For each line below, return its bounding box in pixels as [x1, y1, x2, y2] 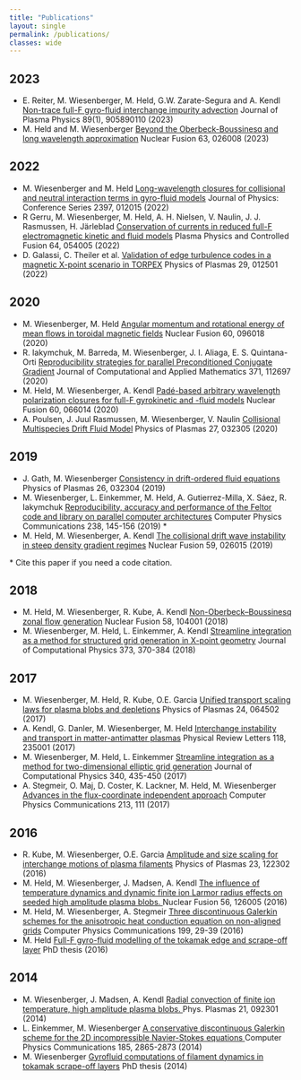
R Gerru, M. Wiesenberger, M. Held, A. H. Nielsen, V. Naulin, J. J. [21, 212, 262, 222]
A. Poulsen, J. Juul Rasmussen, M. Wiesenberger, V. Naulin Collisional [21, 413, 280, 424]
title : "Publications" [9, 13, 94, 22]
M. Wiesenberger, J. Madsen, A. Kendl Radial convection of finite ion [21, 994, 276, 1005]
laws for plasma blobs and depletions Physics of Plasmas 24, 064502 [21, 704, 279, 715]
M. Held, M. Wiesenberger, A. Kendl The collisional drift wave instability [21, 530, 287, 540]
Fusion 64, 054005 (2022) [21, 239, 121, 251]
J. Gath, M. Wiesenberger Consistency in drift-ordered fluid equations [21, 472, 280, 484]
